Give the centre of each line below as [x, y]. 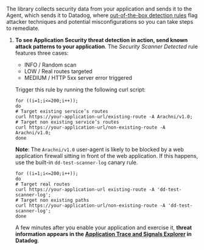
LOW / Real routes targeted [58, 71]
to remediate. [23, 28]
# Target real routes [42, 184]
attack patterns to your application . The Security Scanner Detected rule [106, 46]
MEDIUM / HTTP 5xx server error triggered [78, 78]
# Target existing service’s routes [62, 112]
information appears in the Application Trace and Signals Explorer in [103, 234]
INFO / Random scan [50, 65]
